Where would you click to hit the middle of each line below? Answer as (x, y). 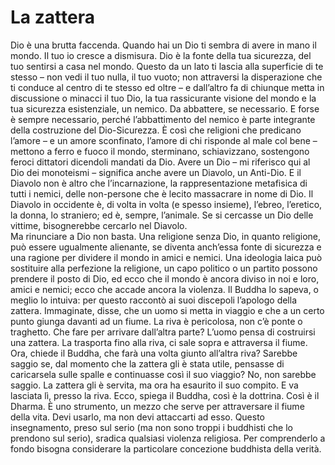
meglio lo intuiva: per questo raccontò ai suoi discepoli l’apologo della (154, 300)
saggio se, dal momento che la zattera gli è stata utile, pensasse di (147, 363)
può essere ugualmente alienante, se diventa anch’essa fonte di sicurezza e (166, 247)
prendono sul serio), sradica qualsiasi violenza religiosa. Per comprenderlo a (168, 438)
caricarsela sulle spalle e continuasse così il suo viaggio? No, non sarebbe (163, 374)
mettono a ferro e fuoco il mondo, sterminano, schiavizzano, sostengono (160, 151)
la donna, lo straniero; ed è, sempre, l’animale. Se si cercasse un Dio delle (162, 215)
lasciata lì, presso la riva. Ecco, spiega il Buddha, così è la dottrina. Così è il (165, 395)
